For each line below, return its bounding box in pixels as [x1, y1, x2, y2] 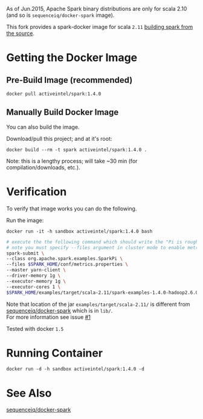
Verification [6, 185, 67, 198]
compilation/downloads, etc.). [6, 163, 80, 171]
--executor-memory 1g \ [6, 278, 66, 284]
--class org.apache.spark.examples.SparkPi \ [6, 256, 123, 262]
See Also [6, 386, 52, 400]
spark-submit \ [6, 250, 45, 256]
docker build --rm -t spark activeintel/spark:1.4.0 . [6, 146, 147, 153]
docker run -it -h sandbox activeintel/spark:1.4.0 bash [6, 228, 153, 235]
